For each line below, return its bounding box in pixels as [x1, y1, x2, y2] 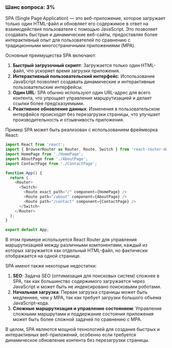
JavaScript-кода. [12, 300, 50, 306]
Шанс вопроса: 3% [5, 4, 55, 11]
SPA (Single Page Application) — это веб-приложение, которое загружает [5, 15, 166, 22]
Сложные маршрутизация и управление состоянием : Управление [12, 305, 162, 312]
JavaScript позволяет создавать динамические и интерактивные [12, 78, 155, 85]
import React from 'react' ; [5, 142, 66, 147]
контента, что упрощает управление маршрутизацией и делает [12, 95, 152, 101]
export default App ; [5, 227, 50, 233]
